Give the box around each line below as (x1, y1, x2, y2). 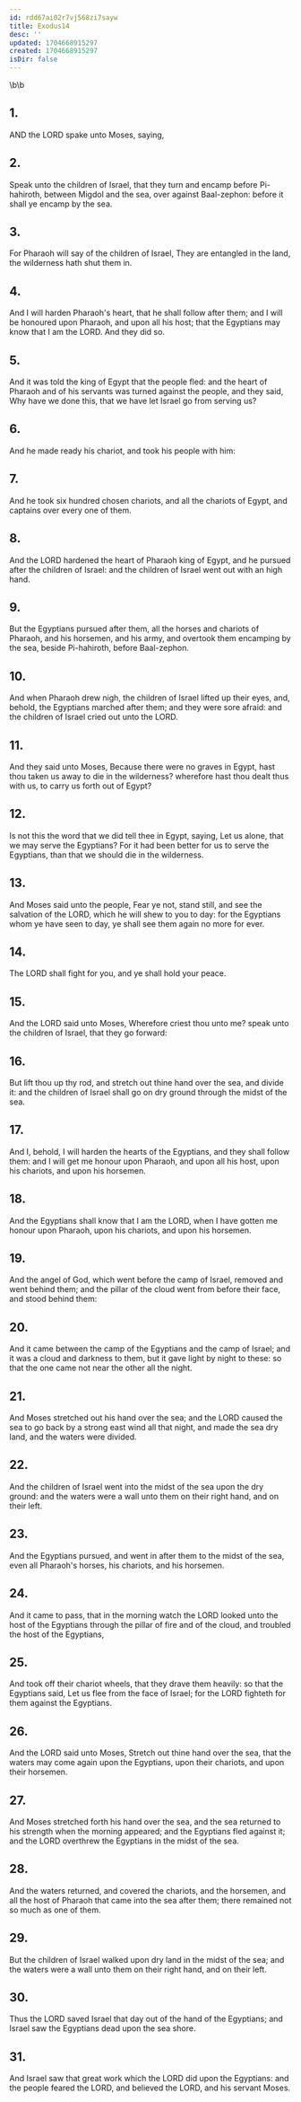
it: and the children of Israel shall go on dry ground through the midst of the (9, 1087, 288, 1097)
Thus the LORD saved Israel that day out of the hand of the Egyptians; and (9, 2013, 284, 2025)
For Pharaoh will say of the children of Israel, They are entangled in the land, (9, 248, 291, 259)
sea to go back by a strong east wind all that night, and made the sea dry (9, 1422, 279, 1433)
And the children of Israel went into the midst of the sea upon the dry (9, 1481, 264, 1491)
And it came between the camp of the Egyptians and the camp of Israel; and (9, 1343, 291, 1354)
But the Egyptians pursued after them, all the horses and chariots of (9, 623, 260, 634)
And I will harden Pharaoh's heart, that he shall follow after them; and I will (9, 307, 283, 319)
